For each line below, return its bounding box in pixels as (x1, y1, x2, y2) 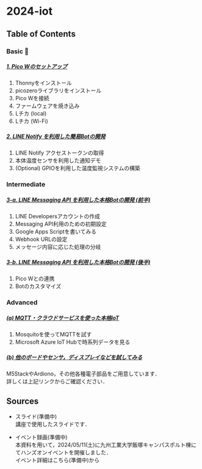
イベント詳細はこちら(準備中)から (15, 456, 100, 463)
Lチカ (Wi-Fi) (15, 117, 49, 125)
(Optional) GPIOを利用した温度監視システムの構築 (15, 164, 140, 172)
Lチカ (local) (15, 110, 47, 117)
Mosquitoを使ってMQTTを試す (15, 331, 92, 338)
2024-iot (6, 4, 53, 18)
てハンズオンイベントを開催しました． (15, 448, 112, 456)
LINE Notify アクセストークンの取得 (15, 149, 104, 157)
